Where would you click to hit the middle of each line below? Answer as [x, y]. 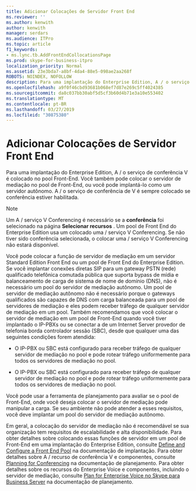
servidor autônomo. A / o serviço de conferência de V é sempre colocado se [98, 191]
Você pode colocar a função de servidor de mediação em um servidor [91, 256]
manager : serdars [27, 33]
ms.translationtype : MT [35, 98]
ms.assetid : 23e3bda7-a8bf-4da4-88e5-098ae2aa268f [69, 71]
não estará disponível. [33, 245]
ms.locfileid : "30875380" [37, 115]
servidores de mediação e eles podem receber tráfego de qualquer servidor [98, 306]
